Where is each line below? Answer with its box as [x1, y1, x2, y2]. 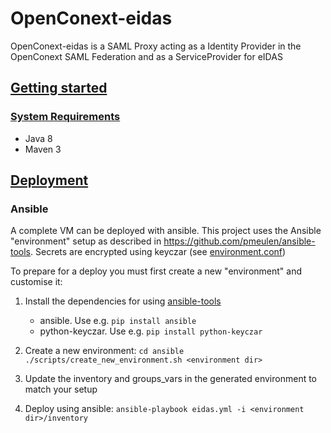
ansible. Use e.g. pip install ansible [39, 315, 197, 327]
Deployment [10, 172, 89, 189]
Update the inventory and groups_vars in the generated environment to [24, 373, 318, 385]
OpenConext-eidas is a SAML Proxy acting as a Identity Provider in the [10, 40, 302, 52]
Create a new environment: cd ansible [24, 345, 185, 357]
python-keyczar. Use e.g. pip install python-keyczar [39, 325, 263, 337]
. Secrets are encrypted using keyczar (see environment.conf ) [30, 246, 287, 258]
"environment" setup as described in [10, 235, 162, 247]
